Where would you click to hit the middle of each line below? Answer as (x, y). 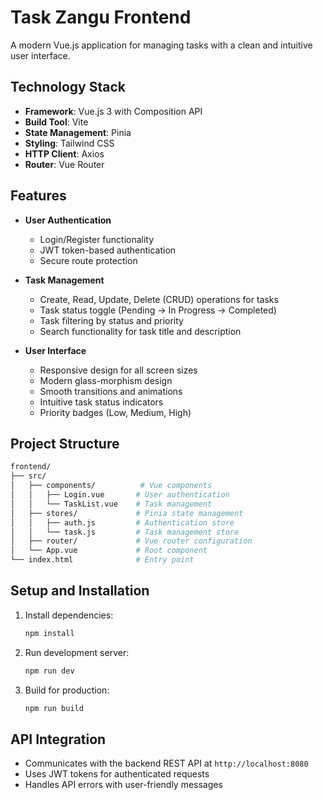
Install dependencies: (69, 615)
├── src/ (28, 476)
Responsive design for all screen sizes (118, 370)
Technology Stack (68, 87)
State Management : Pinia (78, 132)
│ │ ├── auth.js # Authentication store (122, 522)
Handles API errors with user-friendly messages (123, 785)
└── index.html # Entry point (102, 560)
